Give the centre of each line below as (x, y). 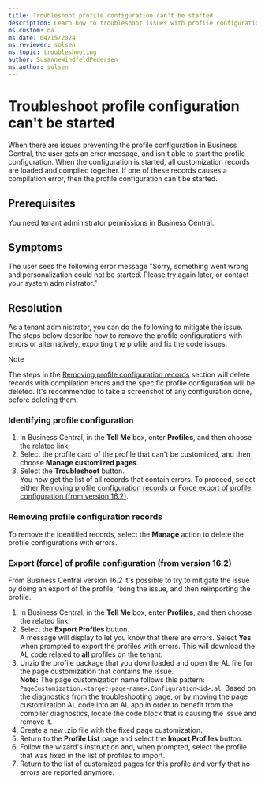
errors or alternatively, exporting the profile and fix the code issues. (118, 344)
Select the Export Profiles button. (75, 629)
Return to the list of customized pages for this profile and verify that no (135, 764)
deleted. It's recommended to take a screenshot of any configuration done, (130, 392)
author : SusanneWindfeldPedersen (63, 60)
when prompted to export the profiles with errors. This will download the (137, 647)
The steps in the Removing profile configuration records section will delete (129, 375)
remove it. (36, 722)
